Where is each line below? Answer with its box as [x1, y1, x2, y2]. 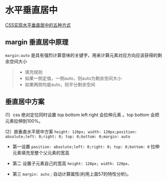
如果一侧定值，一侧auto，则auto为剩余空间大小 [24, 75, 122, 81]
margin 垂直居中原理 [5, 38, 69, 46]
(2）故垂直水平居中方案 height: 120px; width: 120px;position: [5, 128, 137, 135]
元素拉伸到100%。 [5, 118, 43, 124]
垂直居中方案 [5, 98, 45, 106]
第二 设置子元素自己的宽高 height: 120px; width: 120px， [12, 160, 132, 166]
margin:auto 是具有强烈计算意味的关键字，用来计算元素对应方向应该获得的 [5, 52, 158, 58]
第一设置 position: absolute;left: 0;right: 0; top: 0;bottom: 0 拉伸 [12, 143, 160, 150]
